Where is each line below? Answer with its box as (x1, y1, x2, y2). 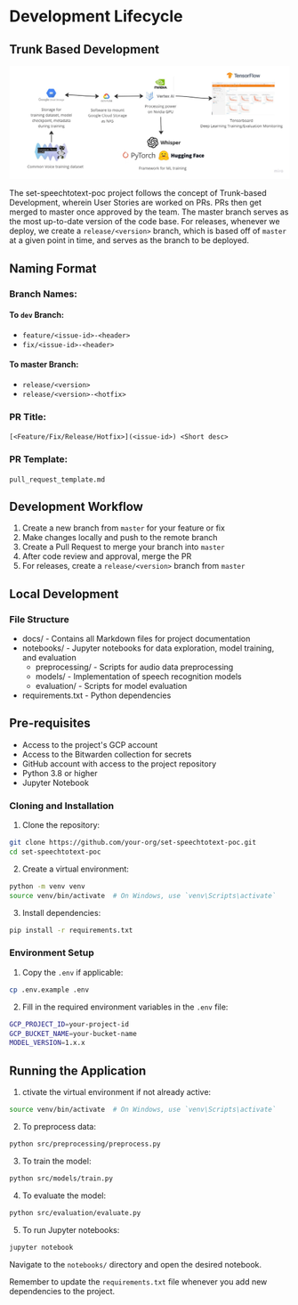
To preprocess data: (21, 1122, 96, 1132)
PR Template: (9, 453, 68, 466)
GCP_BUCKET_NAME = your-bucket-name (9, 1029, 138, 1038)
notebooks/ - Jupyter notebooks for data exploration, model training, (21, 643, 275, 653)
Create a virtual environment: (21, 863, 129, 874)
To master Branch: (9, 359, 79, 370)
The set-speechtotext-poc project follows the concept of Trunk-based (9, 188, 267, 199)
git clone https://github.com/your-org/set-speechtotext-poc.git (9, 839, 256, 847)
